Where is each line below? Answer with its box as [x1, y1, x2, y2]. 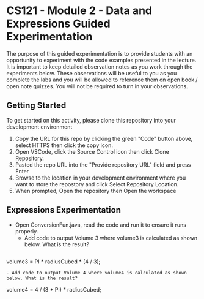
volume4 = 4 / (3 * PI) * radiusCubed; [6, 286, 102, 293]
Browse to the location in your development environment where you [15, 174, 186, 181]
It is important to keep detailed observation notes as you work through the [6, 62, 193, 70]
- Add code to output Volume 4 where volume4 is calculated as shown [6, 270, 188, 276]
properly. [15, 227, 38, 235]
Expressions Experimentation [6, 205, 121, 215]
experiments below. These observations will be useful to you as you [6, 69, 177, 77]
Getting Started [6, 100, 67, 111]
